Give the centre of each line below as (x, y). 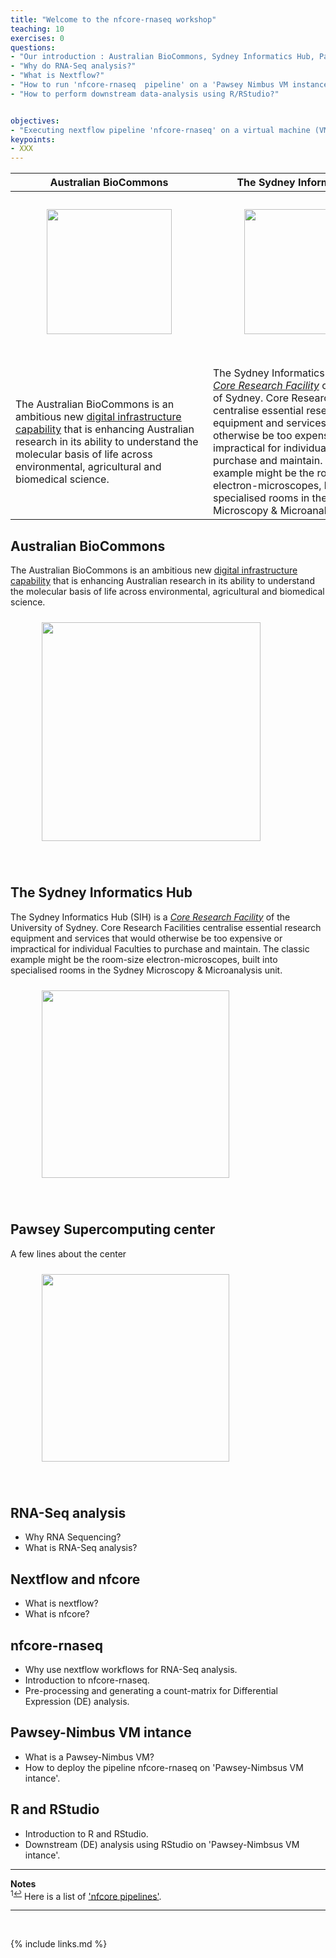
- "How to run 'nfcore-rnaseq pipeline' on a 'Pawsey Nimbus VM (149, 85)
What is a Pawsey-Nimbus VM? (89, 1757)
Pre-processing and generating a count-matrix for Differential (151, 1690)
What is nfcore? (57, 1614)
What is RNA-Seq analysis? (81, 1548)
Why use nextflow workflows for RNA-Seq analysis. (131, 1669)
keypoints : (33, 139)
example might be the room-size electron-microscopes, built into (144, 959)
